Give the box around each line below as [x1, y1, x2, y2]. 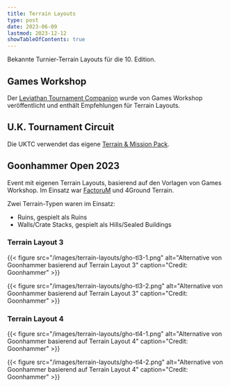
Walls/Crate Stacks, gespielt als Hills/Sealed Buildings [17, 220, 172, 228]
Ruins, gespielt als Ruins [17, 213, 88, 221]
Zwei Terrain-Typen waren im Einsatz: [7, 199, 116, 207]
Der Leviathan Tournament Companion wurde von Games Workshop [7, 93, 203, 102]
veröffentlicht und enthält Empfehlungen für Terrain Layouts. [7, 101, 181, 109]
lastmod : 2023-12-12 [7, 29, 67, 37]
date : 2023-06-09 [7, 23, 58, 30]
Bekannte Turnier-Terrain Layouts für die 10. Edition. [7, 55, 156, 63]
